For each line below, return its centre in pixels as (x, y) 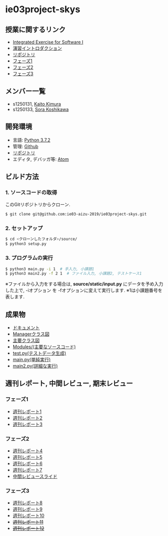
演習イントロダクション (37, 48)
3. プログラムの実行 (29, 258)
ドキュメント (26, 328)
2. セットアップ (24, 228)
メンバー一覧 (25, 91)
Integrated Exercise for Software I (48, 42)
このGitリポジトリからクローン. (38, 205)
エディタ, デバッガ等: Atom (41, 159)
